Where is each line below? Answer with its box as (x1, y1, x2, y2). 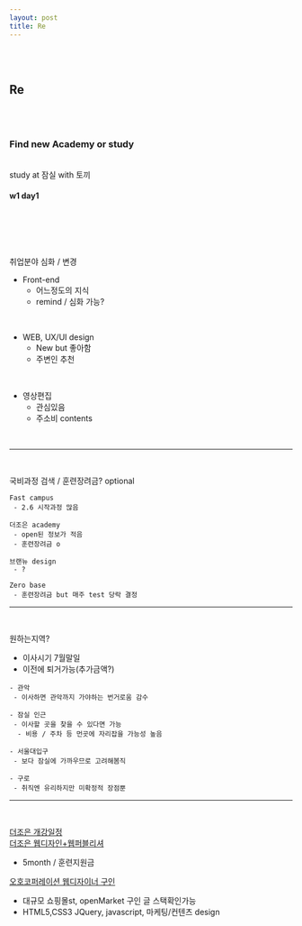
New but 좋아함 (35, 342, 92, 353)
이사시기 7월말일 (22, 652, 81, 663)
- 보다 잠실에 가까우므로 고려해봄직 (13, 756, 127, 766)
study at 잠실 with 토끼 (9, 169, 92, 180)
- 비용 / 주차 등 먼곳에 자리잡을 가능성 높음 (17, 729, 163, 738)
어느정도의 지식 (35, 285, 90, 296)
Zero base (9, 581, 47, 590)
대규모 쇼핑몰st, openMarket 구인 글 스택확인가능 (22, 894, 197, 906)
